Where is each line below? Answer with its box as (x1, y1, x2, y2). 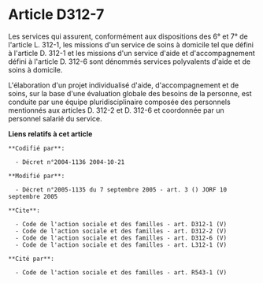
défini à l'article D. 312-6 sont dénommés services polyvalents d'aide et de (8, 57, 250, 66)
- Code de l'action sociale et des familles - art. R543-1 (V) (15, 268, 227, 277)
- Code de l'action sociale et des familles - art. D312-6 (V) (15, 234, 227, 242)
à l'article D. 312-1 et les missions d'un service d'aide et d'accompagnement (8, 48, 256, 58)
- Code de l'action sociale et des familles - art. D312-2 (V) (15, 227, 227, 235)
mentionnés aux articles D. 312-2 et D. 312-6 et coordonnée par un (8, 105, 224, 115)
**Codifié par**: (8, 144, 65, 152)
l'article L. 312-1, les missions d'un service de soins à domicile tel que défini (8, 39, 254, 49)
